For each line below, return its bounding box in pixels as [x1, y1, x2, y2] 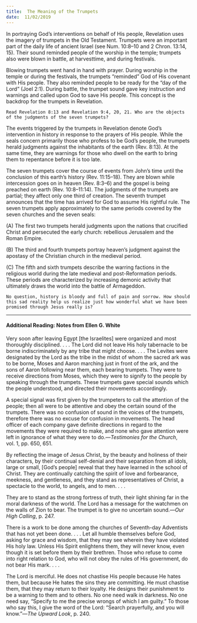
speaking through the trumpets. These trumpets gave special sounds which [6, 378, 189, 385]
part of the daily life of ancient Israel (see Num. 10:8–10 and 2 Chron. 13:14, [6, 42, 187, 50]
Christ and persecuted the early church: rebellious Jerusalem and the [6, 228, 174, 235]
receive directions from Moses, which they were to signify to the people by [6, 372, 187, 379]
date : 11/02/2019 [6, 14, 51, 20]
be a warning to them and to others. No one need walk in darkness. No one [6, 591, 188, 598]
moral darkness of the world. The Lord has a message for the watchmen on [6, 500, 189, 507]
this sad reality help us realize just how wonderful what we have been [6, 299, 188, 305]
